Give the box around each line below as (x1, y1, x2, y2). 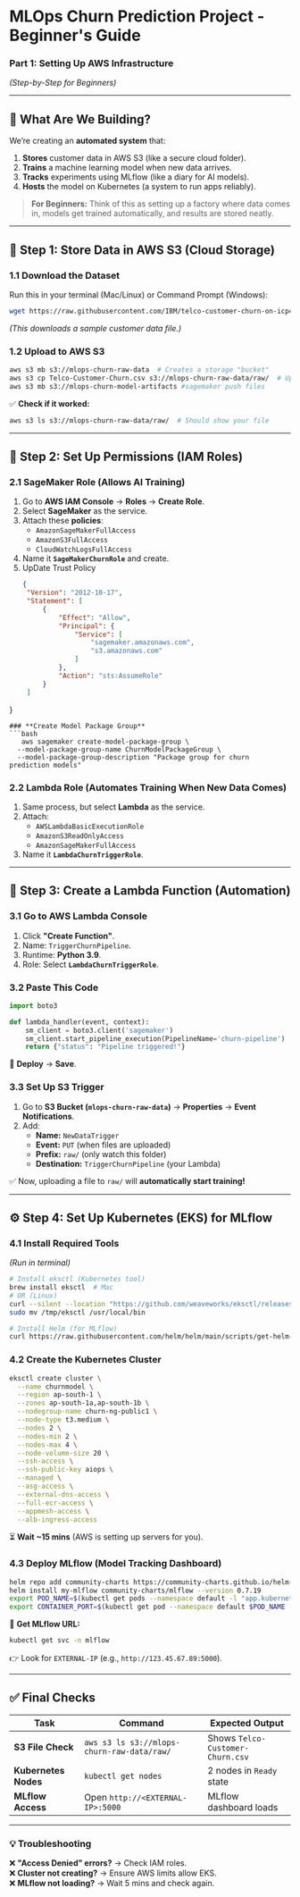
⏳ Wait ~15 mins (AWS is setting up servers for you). (9, 1532, 204, 1542)
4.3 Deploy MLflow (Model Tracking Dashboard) (9, 1557, 222, 1570)
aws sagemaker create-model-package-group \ (21, 737, 190, 746)
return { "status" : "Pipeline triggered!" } (25, 1043, 186, 1052)
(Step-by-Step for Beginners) (9, 78, 117, 88)
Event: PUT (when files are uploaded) (35, 1139, 171, 1150)
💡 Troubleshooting (9, 1837, 92, 1850)
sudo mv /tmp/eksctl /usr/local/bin (9, 1307, 146, 1317)
